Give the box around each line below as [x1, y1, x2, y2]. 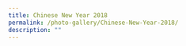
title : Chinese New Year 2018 [8, 11, 108, 19]
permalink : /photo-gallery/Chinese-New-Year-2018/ [8, 19, 179, 27]
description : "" [8, 26, 62, 34]
